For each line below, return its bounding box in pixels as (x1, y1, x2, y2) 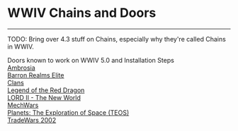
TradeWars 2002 (7, 116, 57, 124)
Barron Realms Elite (7, 70, 64, 79)
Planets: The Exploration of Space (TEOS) (7, 108, 130, 117)
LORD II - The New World (7, 93, 81, 101)
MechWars (7, 101, 39, 109)
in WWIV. (7, 42, 34, 51)
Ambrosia (7, 63, 35, 72)
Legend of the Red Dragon (7, 86, 85, 94)
